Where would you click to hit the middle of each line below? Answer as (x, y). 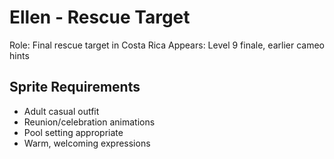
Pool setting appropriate (73, 132)
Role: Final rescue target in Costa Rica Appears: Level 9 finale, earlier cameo (167, 45)
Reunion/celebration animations (89, 122)
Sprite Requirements (75, 87)
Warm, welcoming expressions (87, 143)
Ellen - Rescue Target (100, 17)
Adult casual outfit (61, 111)
